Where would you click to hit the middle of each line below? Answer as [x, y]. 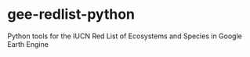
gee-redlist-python [71, 14]
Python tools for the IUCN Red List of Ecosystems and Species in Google [125, 36]
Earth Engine [28, 44]
